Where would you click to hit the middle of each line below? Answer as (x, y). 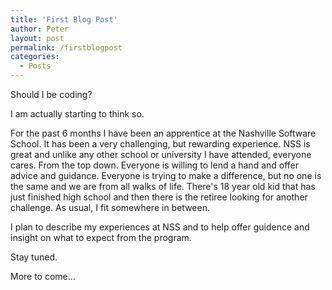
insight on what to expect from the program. (101, 237)
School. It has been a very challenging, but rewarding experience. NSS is (160, 144)
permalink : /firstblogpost (66, 47)
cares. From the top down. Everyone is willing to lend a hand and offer (155, 165)
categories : (35, 57)
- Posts (35, 66)
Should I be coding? (51, 94)
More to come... (43, 276)
